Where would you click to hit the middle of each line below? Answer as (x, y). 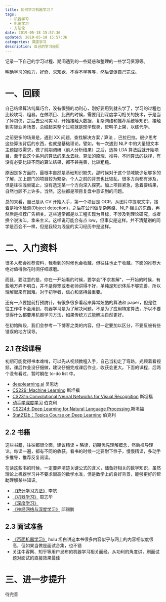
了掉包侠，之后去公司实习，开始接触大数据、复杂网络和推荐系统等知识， (79, 120)
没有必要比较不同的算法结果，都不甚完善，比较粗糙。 (59, 162)
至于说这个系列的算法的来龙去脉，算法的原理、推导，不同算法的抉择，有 (87, 156)
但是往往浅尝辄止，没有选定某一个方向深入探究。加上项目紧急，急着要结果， (83, 185)
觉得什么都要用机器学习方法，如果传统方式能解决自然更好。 (66, 315)
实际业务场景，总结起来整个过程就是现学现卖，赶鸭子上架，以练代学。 (81, 127)
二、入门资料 (31, 248)
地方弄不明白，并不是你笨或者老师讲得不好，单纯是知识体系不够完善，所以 (85, 285)
